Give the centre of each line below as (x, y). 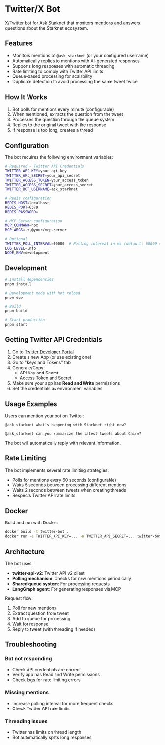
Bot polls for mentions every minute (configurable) (63, 109)
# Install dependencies (29, 280)
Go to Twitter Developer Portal (43, 352)
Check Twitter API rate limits (41, 708)
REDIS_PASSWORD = (22, 212)
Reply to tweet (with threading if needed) (54, 629)
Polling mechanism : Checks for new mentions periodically (71, 578)
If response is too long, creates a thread (53, 130)
